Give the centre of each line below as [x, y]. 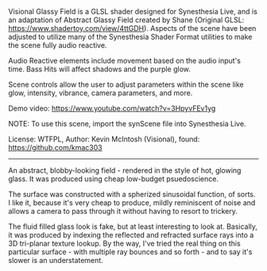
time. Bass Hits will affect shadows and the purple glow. [99, 69]
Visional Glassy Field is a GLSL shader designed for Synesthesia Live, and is [133, 12]
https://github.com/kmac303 [55, 147]
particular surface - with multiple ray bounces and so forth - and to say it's [130, 252]
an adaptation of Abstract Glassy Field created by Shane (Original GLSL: [126, 20]
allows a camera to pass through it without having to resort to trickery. [123, 211]
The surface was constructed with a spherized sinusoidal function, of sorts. [132, 194]
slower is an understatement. [56, 260]
